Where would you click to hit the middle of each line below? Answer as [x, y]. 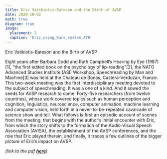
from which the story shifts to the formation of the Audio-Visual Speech [79, 125]
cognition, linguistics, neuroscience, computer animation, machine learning [82, 104]
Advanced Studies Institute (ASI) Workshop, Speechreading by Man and [79, 72]
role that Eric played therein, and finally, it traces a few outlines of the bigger [83, 136]
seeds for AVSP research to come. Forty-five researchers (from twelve [78, 93]
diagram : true [20, 24]
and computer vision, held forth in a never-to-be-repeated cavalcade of [79, 109]
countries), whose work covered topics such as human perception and [78, 98]
